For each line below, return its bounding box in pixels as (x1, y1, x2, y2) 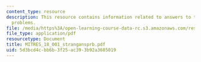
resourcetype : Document (6, 36, 66, 42)
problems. (11, 19, 36, 25)
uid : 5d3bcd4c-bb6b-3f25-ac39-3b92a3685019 (6, 47, 117, 53)
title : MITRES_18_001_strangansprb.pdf (6, 42, 106, 48)
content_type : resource (6, 8, 66, 15)
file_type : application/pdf (6, 31, 77, 37)
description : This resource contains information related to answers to (6, 14, 191, 20)
